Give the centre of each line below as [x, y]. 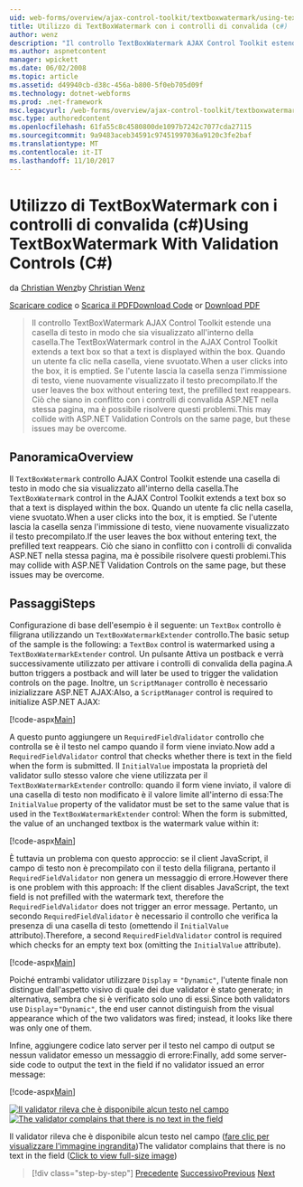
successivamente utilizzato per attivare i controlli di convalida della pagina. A [151, 664]
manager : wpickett [44, 60]
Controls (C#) [61, 263]
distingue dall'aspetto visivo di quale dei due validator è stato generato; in [147, 990]
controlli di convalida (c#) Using [129, 225]
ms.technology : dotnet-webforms [70, 93]
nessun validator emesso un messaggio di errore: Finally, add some [134, 1055]
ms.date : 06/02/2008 [48, 69]
